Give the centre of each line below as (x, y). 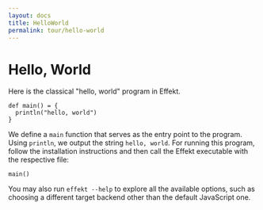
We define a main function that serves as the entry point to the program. (126, 135)
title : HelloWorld (38, 23)
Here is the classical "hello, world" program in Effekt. (94, 91)
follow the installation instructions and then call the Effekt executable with (128, 151)
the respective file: (39, 160)
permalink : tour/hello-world (56, 30)
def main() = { (33, 106)
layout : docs (30, 15)
